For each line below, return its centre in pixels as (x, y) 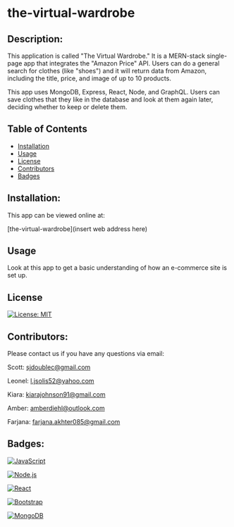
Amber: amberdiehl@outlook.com (56, 408)
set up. (17, 275)
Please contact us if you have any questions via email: (86, 354)
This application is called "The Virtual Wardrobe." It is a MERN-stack (106, 56)
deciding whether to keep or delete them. (67, 107)
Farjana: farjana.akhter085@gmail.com (64, 422)
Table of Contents (48, 129)
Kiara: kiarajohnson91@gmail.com (56, 395)
